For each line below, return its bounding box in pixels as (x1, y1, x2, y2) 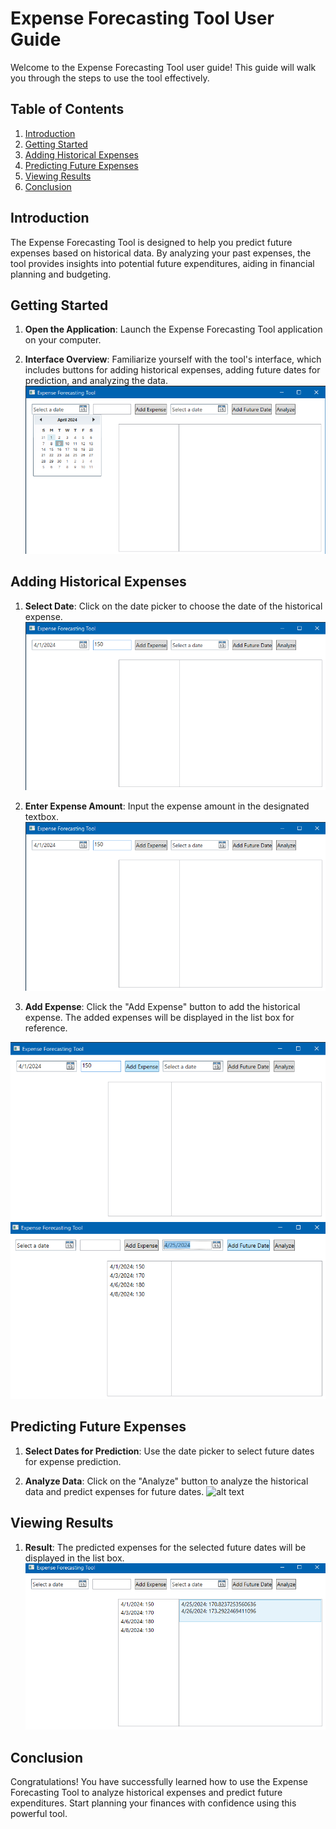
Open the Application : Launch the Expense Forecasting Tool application (24, 323, 323, 336)
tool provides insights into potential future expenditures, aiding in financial (10, 257, 315, 269)
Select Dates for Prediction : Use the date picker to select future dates (24, 1445, 315, 1457)
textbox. (24, 811, 59, 823)
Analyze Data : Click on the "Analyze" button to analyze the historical (24, 1475, 309, 1487)
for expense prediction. (24, 1455, 122, 1467)
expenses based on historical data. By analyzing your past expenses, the (10, 247, 312, 259)
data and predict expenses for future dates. (24, 1485, 205, 1497)
